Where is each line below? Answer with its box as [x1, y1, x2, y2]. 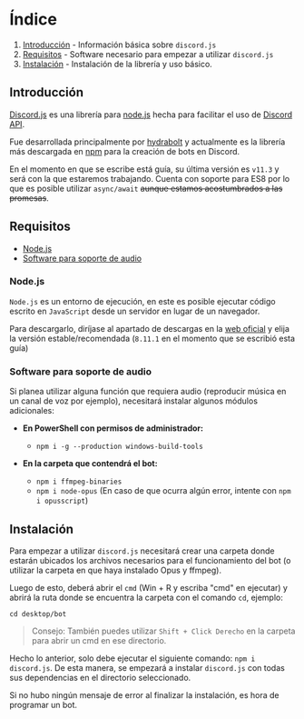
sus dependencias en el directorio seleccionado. [9, 672, 191, 683]
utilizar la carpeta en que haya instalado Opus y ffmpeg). [9, 564, 222, 575]
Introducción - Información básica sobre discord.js [22, 39, 217, 50]
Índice [9, 9, 57, 30]
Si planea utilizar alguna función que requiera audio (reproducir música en [9, 386, 287, 397]
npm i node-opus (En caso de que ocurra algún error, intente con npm [35, 485, 292, 496]
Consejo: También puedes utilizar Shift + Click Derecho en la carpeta [31, 625, 296, 636]
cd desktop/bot [9, 609, 67, 618]
